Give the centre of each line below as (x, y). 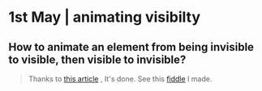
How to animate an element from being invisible (131, 47)
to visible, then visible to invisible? (97, 59)
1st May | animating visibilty (105, 17)
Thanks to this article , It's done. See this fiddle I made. (120, 79)
